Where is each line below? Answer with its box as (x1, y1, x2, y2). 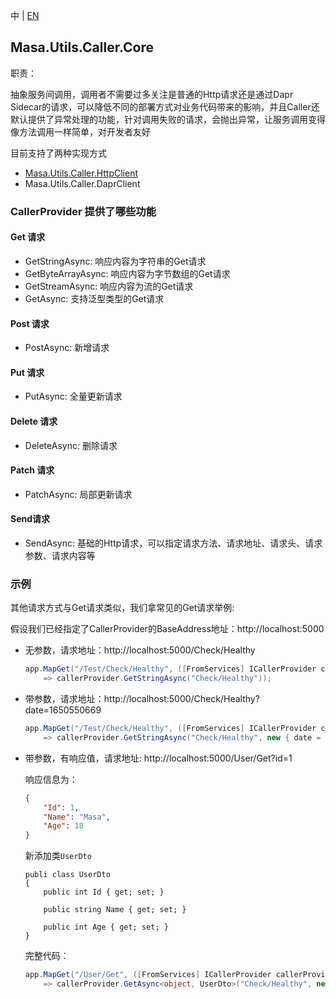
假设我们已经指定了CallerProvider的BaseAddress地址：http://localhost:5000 (10, 623, 325, 635)
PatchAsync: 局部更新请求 (24, 488, 133, 500)
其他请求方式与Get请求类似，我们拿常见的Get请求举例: (10, 602, 235, 614)
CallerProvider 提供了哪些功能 (10, 204, 157, 218)
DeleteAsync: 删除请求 (24, 439, 118, 451)
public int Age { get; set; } (43, 922, 169, 933)
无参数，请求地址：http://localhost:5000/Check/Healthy (24, 644, 256, 656)
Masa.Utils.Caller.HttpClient (24, 167, 138, 179)
